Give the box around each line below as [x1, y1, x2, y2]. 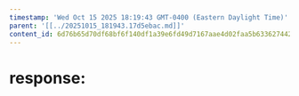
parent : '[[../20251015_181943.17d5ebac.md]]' [9, 21, 185, 30]
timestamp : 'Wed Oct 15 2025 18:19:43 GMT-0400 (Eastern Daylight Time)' [9, 12, 289, 22]
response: [9, 68, 86, 88]
